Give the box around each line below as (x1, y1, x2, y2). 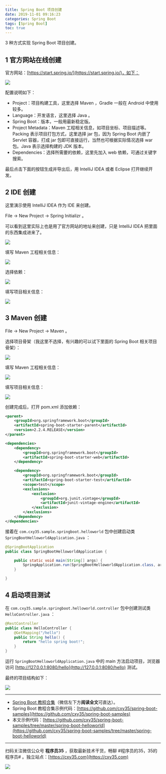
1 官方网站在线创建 (5, 55, 62, 64)
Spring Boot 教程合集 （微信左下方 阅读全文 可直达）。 (12, 699, 118, 705)
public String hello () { (14, 635, 65, 640)
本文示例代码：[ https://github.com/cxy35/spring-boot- (12, 717, 124, 723)
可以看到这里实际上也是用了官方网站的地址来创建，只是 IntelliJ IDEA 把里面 (5, 223, 158, 229)
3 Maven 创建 (5, 314, 47, 322)
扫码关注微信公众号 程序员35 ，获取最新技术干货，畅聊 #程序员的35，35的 (5, 748, 158, 754)
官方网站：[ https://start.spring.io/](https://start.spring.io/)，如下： (5, 70, 140, 76)
